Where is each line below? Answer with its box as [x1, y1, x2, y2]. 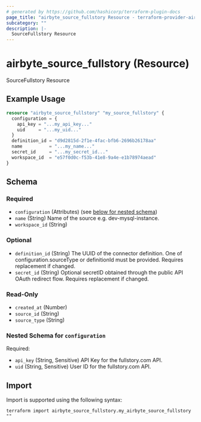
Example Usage [6, 94, 66, 104]
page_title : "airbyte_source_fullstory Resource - [6, 14, 135, 20]
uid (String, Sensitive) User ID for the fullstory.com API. [14, 363, 151, 370]
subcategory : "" [6, 20, 47, 26]
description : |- [6, 25, 47, 32]
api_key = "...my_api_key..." [17, 121, 93, 127]
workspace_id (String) [14, 221, 68, 228]
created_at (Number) [14, 303, 68, 311]
